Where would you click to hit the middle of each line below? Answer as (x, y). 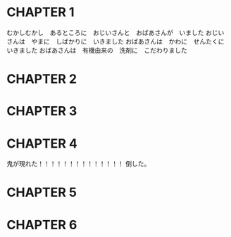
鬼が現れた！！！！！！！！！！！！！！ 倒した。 (79, 164)
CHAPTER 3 (42, 111)
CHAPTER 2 (42, 79)
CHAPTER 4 (42, 143)
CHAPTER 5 (42, 192)
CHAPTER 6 (42, 225)
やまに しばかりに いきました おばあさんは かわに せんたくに (127, 41)
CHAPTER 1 (40, 12)
